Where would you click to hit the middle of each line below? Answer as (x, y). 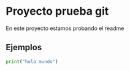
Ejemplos (24, 47)
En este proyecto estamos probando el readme (65, 28)
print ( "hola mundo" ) (32, 62)
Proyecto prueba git (57, 11)
